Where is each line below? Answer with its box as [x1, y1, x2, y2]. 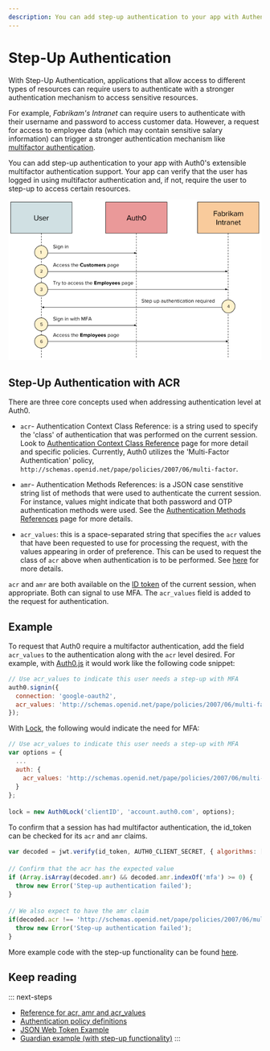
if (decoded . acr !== [8, 916, 74, 924]
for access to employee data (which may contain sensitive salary [8, 125, 223, 134]
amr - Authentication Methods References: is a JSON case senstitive [19, 480, 243, 490]
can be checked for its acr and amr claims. [8, 831, 148, 841]
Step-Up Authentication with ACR [8, 375, 181, 390]
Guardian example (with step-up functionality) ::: [19, 1033, 181, 1043]
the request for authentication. [8, 597, 109, 606]
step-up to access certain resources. [8, 184, 131, 193]
